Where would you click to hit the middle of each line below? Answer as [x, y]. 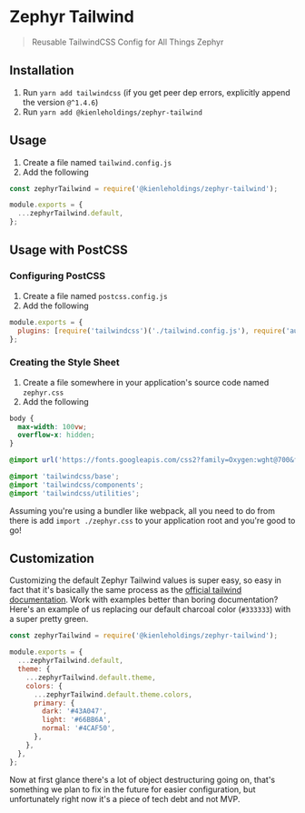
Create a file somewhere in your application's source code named [146, 382]
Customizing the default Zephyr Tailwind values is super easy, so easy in [145, 580]
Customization [52, 559]
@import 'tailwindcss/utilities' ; [75, 493]
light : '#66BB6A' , [77, 720]
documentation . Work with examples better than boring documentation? [144, 600]
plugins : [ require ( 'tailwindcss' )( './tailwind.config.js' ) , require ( [152, 331]
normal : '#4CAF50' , [79, 728]
